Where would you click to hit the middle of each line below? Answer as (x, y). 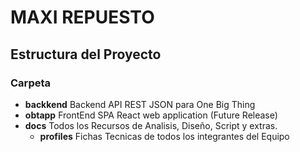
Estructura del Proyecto (86, 54)
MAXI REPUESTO (82, 17)
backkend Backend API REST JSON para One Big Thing (140, 104)
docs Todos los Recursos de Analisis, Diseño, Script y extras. (151, 125)
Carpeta (31, 83)
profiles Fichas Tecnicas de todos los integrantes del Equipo (164, 136)
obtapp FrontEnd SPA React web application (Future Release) (151, 115)
